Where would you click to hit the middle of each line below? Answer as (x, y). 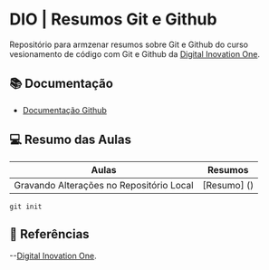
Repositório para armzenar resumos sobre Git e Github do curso (129, 44)
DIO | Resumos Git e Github (113, 19)
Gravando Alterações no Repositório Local (104, 185)
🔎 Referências (49, 234)
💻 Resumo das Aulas (70, 140)
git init (26, 207)
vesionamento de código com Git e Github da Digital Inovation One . (135, 53)
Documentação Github (64, 110)
